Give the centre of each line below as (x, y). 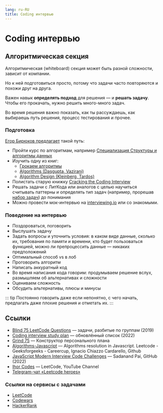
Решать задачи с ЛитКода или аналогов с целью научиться (74, 187)
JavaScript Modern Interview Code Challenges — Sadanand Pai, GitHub (85, 356)
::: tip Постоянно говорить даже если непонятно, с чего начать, (71, 298)
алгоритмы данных (32, 155)
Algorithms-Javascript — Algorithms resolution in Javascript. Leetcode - (85, 345)
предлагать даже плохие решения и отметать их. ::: (59, 303)
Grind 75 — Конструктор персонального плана (61, 340)
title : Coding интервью (29, 14)
